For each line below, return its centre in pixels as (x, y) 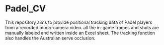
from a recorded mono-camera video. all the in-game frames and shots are (82, 27)
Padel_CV (26, 9)
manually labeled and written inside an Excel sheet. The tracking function (80, 33)
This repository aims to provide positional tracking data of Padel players (79, 22)
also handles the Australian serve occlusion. (50, 38)
